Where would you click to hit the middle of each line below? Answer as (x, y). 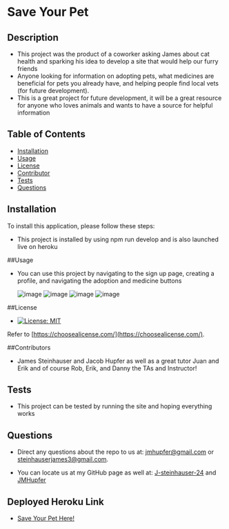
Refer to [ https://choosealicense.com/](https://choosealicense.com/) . (106, 334)
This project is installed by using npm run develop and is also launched (118, 239)
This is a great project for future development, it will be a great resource (119, 98)
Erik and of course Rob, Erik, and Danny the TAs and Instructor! (107, 368)
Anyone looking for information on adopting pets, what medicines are (116, 76)
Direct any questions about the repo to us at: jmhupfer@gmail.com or (115, 452)
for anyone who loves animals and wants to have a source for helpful (115, 105)
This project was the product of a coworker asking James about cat (113, 54)
